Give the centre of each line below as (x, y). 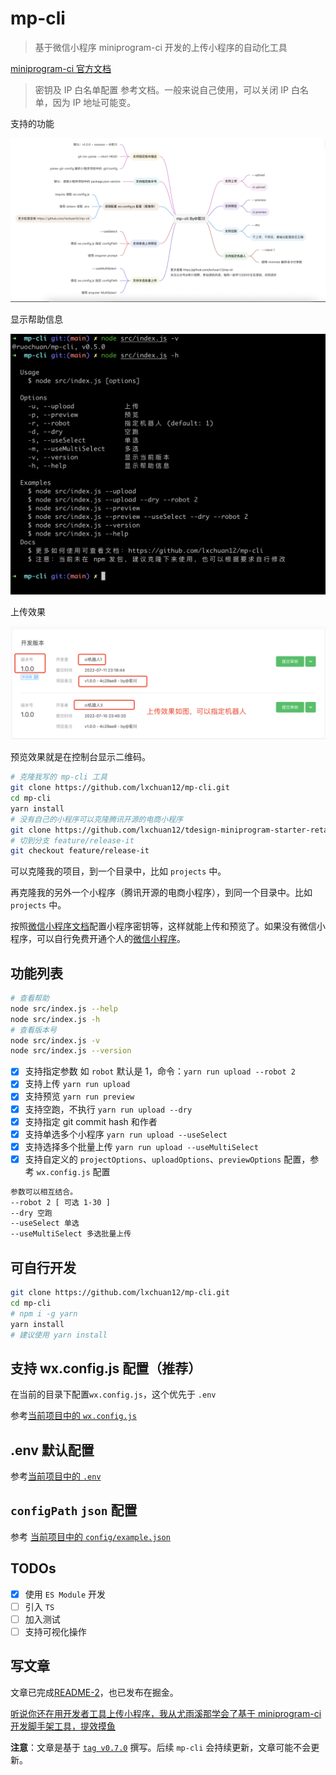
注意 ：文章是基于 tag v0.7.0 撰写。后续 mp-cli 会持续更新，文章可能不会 (161, 1747)
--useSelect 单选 (45, 1223)
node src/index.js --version (71, 1051)
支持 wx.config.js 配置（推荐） (106, 1368)
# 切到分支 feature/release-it (72, 840)
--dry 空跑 (31, 1213)
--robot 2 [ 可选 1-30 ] (60, 1202)
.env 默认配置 (52, 1450)
